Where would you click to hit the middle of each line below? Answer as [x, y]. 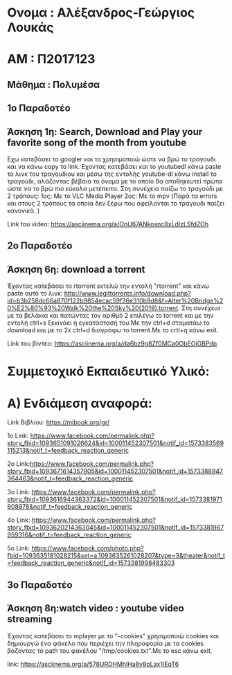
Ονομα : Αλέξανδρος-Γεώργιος [101, 13]
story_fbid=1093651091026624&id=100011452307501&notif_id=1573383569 [115, 443]
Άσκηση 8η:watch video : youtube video [96, 608]
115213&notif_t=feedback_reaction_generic [68, 451]
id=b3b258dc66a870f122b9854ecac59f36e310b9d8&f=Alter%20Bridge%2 [115, 301]
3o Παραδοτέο [40, 585]
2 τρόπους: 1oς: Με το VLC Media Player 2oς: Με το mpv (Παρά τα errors [112, 196]
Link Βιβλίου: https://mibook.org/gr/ [58, 422]
